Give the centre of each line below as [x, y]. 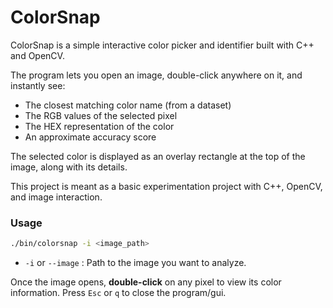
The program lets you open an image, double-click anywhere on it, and [156, 75]
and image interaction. [56, 197]
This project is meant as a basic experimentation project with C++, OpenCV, [166, 186]
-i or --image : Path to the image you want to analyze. [135, 263]
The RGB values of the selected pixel [101, 115]
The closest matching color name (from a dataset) [128, 105]
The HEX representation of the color [99, 126]
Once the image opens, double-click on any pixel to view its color [146, 282]
